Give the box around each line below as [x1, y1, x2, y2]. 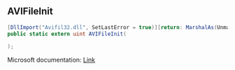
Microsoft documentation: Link [7, 55, 96, 64]
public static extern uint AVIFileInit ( [7, 30, 127, 37]
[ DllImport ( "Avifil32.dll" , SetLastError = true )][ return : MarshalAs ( [7, 24, 218, 30]
